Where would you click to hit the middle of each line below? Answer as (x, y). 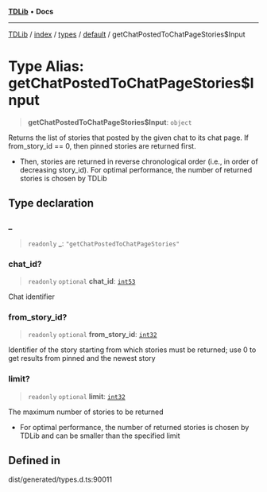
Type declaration (51, 203)
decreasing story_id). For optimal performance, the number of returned (136, 169)
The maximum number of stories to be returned (86, 412)
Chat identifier (32, 296)
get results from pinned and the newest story (82, 358)
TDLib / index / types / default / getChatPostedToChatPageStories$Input (127, 34)
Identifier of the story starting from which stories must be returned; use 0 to (132, 350)
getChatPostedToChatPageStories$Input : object (110, 122)
